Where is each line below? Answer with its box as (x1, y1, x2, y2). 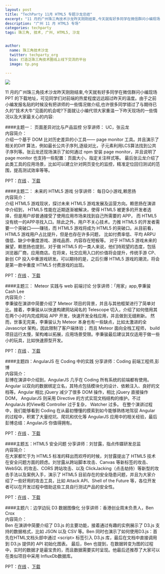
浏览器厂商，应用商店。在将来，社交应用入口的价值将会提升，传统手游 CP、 (5, 250, 159, 256)
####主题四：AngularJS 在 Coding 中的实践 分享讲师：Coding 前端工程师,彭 (5, 358, 160, 364)
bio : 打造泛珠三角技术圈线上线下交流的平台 (9, 57, 87, 62)
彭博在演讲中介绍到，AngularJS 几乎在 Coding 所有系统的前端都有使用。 (5, 377, 152, 383)
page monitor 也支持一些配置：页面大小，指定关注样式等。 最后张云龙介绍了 (5, 155, 160, 161)
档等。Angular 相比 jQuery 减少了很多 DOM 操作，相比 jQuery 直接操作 (5, 389, 149, 395)
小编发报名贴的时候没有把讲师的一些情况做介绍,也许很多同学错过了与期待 (5, 101, 153, 107)
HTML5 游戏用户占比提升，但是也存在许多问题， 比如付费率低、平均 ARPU (5, 231, 156, 237)
